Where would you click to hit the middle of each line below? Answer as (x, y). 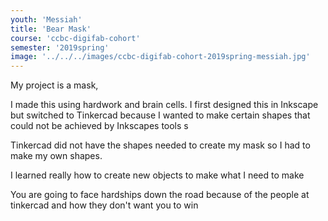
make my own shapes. (56, 156)
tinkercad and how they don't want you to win (104, 205)
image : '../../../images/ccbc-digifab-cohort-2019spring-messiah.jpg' (160, 57)
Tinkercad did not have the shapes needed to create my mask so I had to (160, 145)
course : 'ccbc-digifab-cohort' (75, 38)
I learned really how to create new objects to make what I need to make (157, 175)
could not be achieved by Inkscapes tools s (99, 126)
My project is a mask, (54, 85)
